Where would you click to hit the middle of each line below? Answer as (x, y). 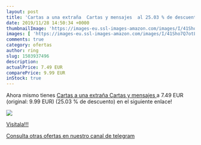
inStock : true (24, 78)
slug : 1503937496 (28, 56)
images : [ (19, 34)
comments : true (25, 39)
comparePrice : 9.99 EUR (36, 73)
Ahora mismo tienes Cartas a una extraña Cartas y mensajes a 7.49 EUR (95, 95)
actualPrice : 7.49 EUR (34, 67)
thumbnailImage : (26, 28)
